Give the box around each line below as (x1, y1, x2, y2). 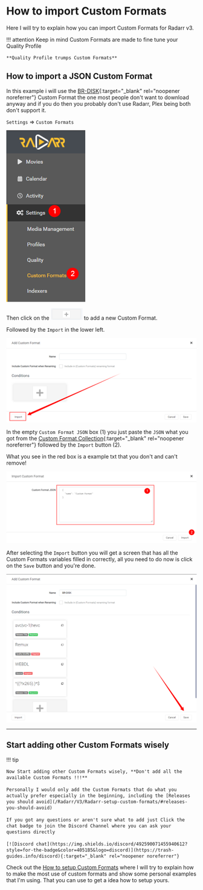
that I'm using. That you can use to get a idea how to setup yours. (6, 876, 170, 883)
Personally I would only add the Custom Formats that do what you (6, 787, 177, 793)
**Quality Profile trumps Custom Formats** (6, 54, 118, 61)
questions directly (6, 829, 56, 835)
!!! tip (6, 756, 19, 763)
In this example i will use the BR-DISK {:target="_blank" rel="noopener (6, 87, 180, 94)
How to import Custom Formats (6, 4, 167, 18)
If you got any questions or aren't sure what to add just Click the (6, 817, 185, 823)
